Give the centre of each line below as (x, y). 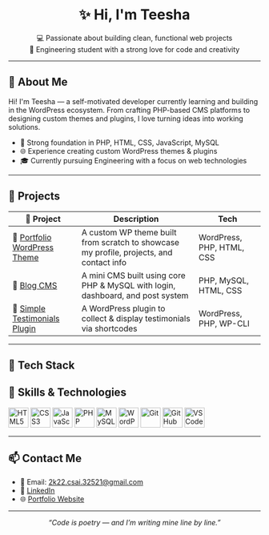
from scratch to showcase (130, 242)
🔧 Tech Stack (42, 365)
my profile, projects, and (127, 252)
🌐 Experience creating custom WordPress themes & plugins (118, 151)
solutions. (24, 127)
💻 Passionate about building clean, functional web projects (134, 38)
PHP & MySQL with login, (128, 285)
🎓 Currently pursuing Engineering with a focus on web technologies (133, 160)
